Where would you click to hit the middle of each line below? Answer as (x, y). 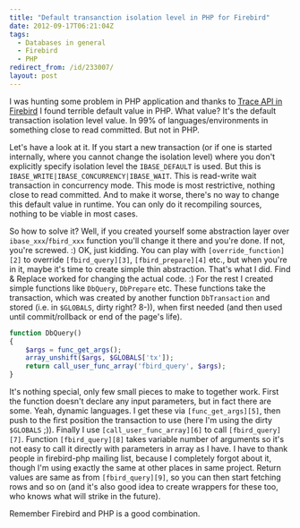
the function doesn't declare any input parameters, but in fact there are (140, 401)
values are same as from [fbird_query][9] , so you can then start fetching (146, 477)
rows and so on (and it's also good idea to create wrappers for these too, (144, 487)
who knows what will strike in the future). (85, 496)
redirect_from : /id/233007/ (62, 68)
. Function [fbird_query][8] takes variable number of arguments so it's (153, 439)
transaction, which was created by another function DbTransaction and (140, 297)
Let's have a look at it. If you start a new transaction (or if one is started (141, 147)
